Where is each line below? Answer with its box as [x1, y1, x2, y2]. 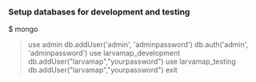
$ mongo [8, 25, 38, 34]
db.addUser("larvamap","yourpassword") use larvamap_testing [27, 57, 236, 66]
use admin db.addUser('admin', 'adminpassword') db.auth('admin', [27, 40, 249, 49]
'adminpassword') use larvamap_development [27, 49, 181, 58]
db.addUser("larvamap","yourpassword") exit [27, 65, 178, 75]
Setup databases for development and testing [8, 6, 190, 18]
